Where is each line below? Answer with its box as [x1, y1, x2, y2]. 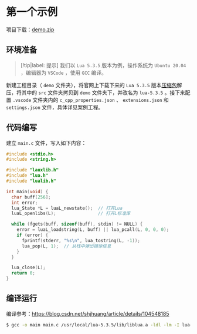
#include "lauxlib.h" [6, 167, 59, 173]
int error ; [11, 200, 38, 206]
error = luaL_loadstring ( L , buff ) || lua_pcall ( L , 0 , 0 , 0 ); [16, 227, 169, 233]
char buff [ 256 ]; [11, 194, 51, 200]
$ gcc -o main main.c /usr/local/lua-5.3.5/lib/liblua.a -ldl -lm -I [6, 322, 180, 328]
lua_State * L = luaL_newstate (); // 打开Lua [11, 205, 123, 211]
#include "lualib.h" [6, 178, 57, 184]
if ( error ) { [16, 232, 49, 239]
